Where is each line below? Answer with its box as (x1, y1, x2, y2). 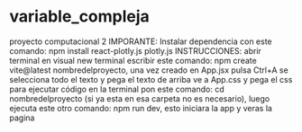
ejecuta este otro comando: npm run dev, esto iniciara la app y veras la (9, 102, 273, 113)
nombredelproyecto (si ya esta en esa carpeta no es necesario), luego (9, 92, 270, 104)
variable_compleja (9, 6, 151, 27)
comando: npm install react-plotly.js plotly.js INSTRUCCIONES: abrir (9, 45, 261, 56)
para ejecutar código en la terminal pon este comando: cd (9, 84, 224, 94)
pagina (9, 112, 35, 123)
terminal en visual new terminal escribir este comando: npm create (9, 55, 257, 66)
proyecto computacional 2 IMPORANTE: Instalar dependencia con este (9, 36, 272, 47)
